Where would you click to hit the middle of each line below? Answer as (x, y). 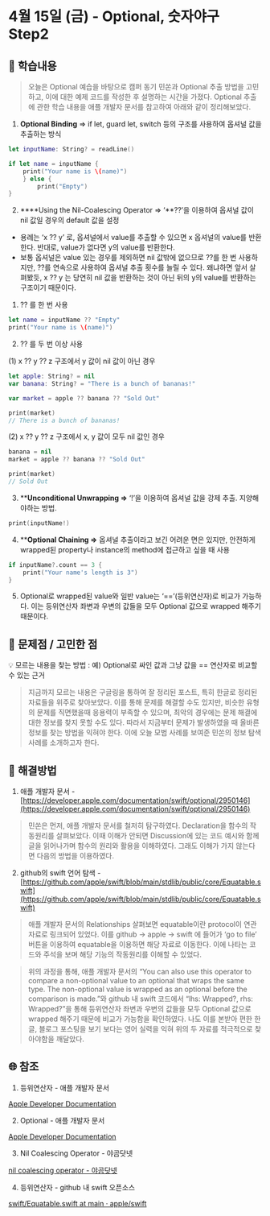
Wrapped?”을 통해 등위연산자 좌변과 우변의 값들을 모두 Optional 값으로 (139, 1009)
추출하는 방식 (41, 134)
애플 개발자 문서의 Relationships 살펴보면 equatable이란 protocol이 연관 (142, 924)
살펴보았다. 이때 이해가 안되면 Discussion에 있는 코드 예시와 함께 (157, 835)
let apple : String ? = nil (51, 376)
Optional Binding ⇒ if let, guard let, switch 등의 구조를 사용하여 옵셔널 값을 (141, 124)
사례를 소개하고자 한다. (63, 742)
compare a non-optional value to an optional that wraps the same (136, 980)
